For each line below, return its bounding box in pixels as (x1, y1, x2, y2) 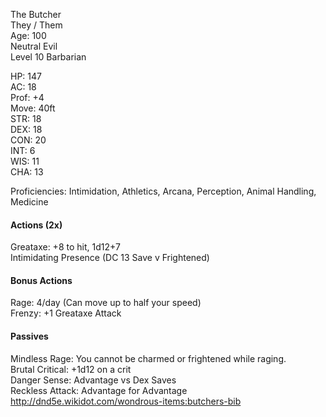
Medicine (10, 196, 49, 208)
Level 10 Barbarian (10, 51, 87, 63)
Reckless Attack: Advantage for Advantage (10, 384, 188, 396)
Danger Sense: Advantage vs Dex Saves (10, 374, 177, 386)
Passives (10, 330, 49, 342)
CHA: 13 (10, 166, 44, 178)
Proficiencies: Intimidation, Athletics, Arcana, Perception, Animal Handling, (10, 185, 317, 197)
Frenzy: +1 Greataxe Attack (10, 307, 122, 319)
